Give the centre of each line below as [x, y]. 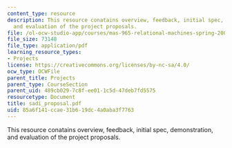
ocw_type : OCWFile [33, 71]
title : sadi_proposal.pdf [44, 104]
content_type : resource [41, 13]
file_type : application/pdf [48, 46]
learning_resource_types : [44, 53]
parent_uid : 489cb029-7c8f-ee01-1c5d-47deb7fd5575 [81, 91]
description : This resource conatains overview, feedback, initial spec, [116, 20]
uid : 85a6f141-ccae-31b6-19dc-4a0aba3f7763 [71, 110]
